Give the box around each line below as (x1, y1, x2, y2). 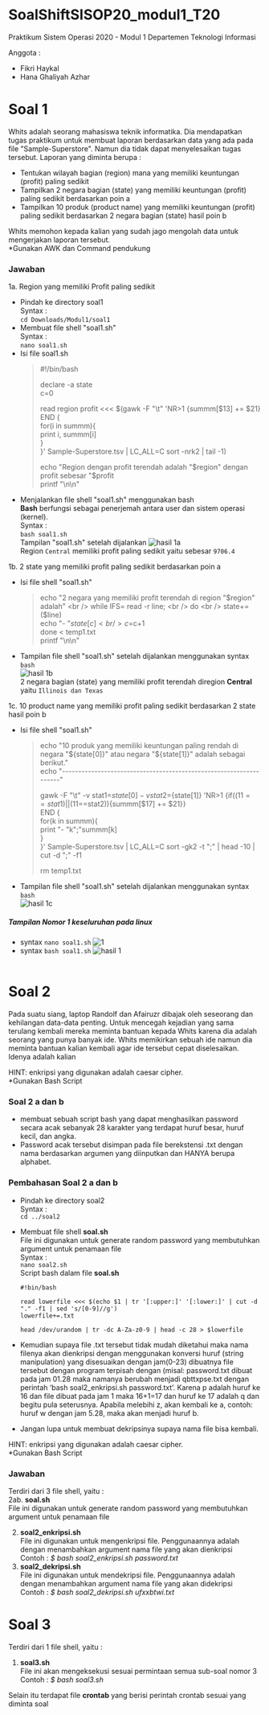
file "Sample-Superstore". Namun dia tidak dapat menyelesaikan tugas (8, 143, 242, 154)
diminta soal (8, 1699, 49, 1709)
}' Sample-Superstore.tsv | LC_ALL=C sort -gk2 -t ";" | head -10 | (39, 842, 255, 852)
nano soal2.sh (19, 1261, 67, 1269)
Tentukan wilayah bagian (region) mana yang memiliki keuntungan (19, 167, 239, 178)
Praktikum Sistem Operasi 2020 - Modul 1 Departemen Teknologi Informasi (8, 32, 256, 42)
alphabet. (19, 1157, 52, 1167)
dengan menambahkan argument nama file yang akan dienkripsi (19, 1544, 233, 1554)
